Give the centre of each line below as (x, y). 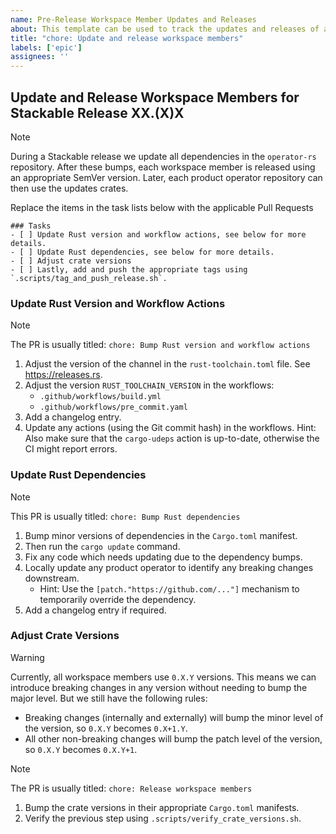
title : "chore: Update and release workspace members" (127, 38)
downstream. (52, 578)
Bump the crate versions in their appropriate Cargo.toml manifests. (162, 807)
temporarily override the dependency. (118, 599)
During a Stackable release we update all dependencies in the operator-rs (163, 156)
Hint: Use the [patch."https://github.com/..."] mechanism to (169, 588)
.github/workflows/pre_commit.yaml (113, 407)
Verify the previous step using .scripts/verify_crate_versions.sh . (163, 818)
